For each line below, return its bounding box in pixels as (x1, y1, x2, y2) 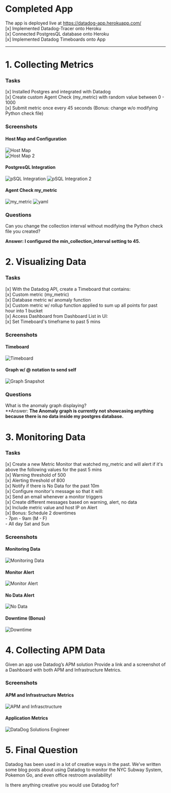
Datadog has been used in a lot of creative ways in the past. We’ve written (5, 761, 161, 767)
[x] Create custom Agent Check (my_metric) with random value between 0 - (5, 94, 164, 100)
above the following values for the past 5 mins (5, 466, 102, 473)
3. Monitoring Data (5, 431, 86, 443)
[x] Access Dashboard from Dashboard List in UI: (5, 313, 108, 319)
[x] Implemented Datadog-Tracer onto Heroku (5, 25, 102, 31)
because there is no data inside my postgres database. (5, 413, 124, 419)
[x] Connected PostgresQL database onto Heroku (5, 31, 109, 37)
